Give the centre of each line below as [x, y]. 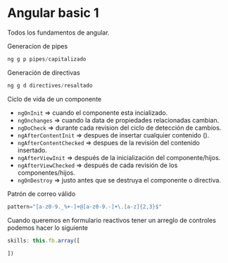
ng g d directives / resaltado [50, 85]
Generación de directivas [44, 73]
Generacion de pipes [38, 46]
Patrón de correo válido [42, 194]
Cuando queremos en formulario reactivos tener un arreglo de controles [112, 220]
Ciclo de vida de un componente [55, 99]
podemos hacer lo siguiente [47, 228]
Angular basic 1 [53, 13]
